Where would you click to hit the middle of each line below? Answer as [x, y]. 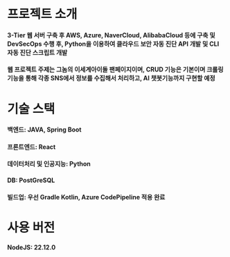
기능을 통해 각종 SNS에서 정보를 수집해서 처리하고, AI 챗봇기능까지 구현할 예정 [112, 78]
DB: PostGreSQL [31, 180]
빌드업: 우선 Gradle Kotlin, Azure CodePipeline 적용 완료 [86, 197]
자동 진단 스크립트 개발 [37, 52]
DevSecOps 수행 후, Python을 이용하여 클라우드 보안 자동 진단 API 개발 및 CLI [113, 44]
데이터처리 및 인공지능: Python [49, 164]
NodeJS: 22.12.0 [32, 247]
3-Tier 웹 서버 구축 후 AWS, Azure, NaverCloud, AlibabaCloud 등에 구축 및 [112, 35]
